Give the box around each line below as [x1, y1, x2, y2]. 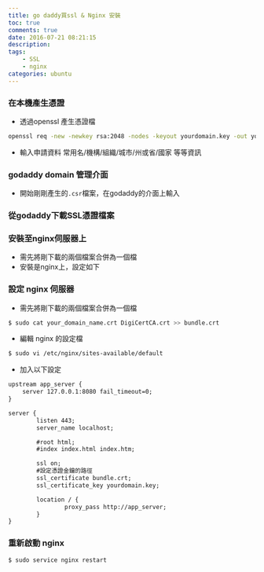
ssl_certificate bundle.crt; [36, 475, 132, 482]
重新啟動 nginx [8, 537, 64, 548]
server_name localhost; [36, 423, 114, 432]
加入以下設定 [19, 365, 61, 374]
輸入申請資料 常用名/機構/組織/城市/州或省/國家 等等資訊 [19, 147, 202, 157]
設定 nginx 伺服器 [8, 284, 75, 295]
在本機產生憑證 [8, 97, 65, 108]
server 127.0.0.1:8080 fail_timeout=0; [22, 388, 153, 396]
